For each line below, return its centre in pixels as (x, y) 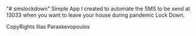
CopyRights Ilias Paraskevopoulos (48, 27)
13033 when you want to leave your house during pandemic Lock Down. (96, 15)
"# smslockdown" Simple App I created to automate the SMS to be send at (98, 9)
